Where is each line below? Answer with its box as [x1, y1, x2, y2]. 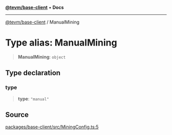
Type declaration [5, 69, 60, 77]
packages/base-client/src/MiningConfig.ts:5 [5, 124, 99, 130]
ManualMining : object [17, 54, 66, 60]
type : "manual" [17, 96, 50, 102]
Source [5, 110, 29, 119]
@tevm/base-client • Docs [5, 5, 64, 10]
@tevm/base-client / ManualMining [5, 19, 80, 25]
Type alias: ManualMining [5, 37, 117, 49]
